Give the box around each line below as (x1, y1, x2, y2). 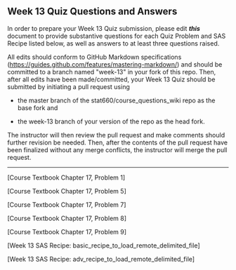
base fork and (17, 103, 58, 112)
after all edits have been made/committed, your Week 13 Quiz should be (7, 75, 216, 83)
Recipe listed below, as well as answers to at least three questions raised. (7, 39, 220, 48)
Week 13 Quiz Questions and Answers (7, 6, 178, 18)
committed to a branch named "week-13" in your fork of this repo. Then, (7, 67, 216, 76)
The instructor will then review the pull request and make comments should (7, 130, 225, 139)
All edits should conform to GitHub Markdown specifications (7, 53, 182, 61)
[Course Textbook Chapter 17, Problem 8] (7, 214, 127, 222)
